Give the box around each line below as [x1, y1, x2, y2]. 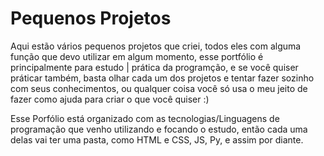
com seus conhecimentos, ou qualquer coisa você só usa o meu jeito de [10, 82, 308, 94]
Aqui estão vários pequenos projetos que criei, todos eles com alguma [10, 40, 302, 52]
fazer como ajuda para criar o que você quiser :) [10, 93, 210, 105]
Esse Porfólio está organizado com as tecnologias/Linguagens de [10, 112, 280, 124]
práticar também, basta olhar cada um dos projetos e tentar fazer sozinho [10, 72, 315, 84]
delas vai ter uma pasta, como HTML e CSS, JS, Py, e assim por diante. [10, 133, 304, 146]
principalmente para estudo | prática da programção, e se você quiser [10, 61, 299, 73]
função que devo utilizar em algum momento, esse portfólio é [10, 50, 264, 62]
